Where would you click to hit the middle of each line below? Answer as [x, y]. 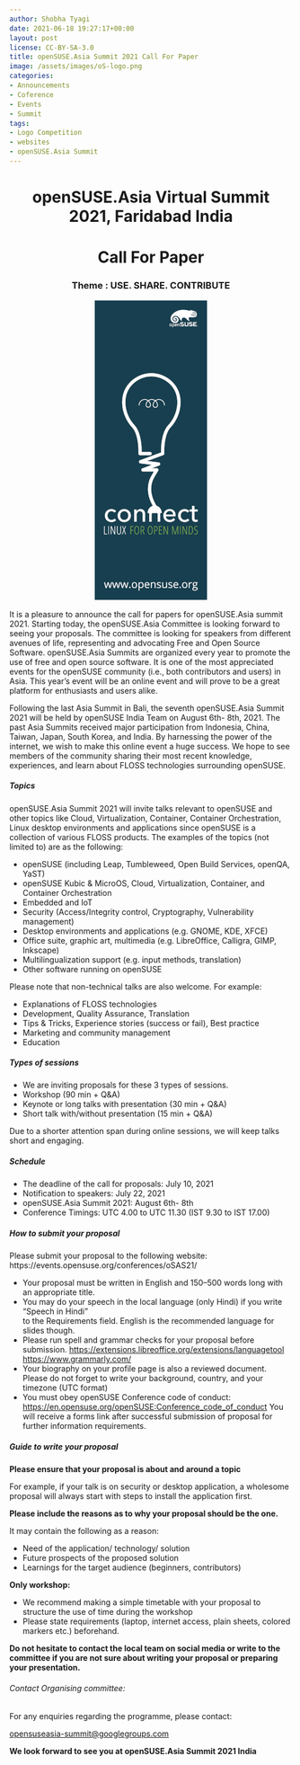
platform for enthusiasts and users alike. [84, 690]
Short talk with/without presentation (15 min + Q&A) [117, 1113]
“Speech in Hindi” [55, 1311]
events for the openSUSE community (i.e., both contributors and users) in [145, 671]
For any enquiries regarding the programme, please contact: [121, 1716]
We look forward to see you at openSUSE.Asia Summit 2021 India [133, 1751]
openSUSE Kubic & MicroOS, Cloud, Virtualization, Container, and [143, 883]
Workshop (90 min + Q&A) [71, 1095]
